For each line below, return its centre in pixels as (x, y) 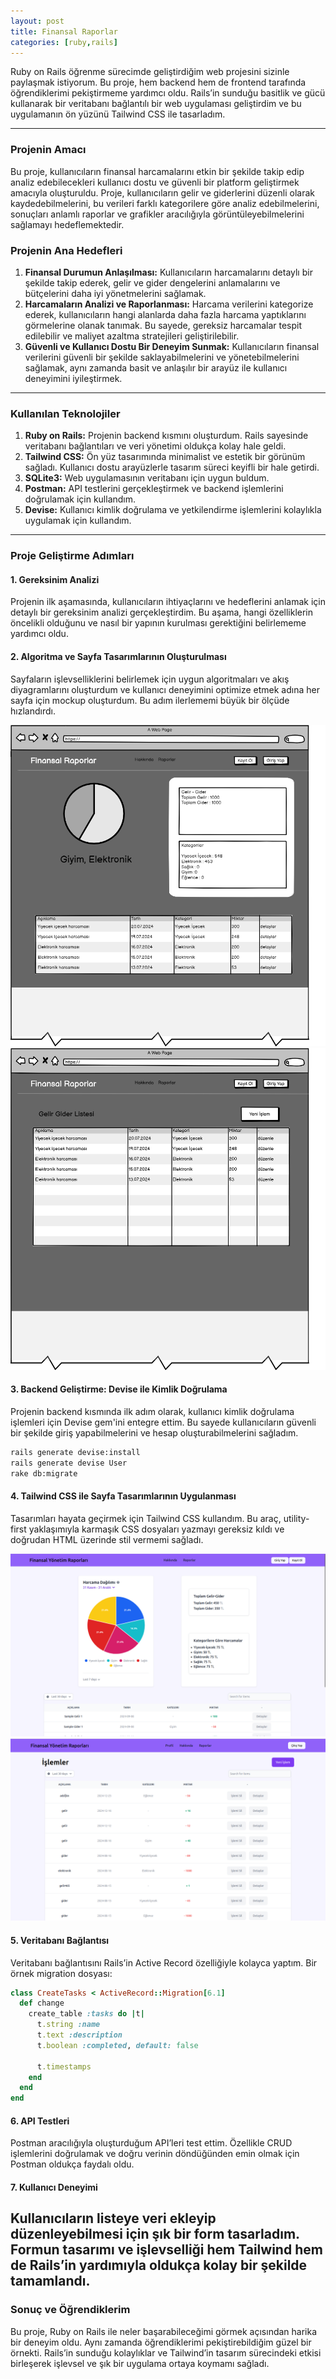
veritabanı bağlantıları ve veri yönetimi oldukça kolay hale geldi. (155, 446)
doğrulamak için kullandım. (80, 499)
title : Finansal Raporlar (64, 31)
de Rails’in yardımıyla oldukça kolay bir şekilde (159, 2265)
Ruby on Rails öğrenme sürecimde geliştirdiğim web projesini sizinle (150, 72)
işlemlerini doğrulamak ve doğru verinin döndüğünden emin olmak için (155, 2154)
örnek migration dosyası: (61, 1973)
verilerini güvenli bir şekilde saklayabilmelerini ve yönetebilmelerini (162, 357)
